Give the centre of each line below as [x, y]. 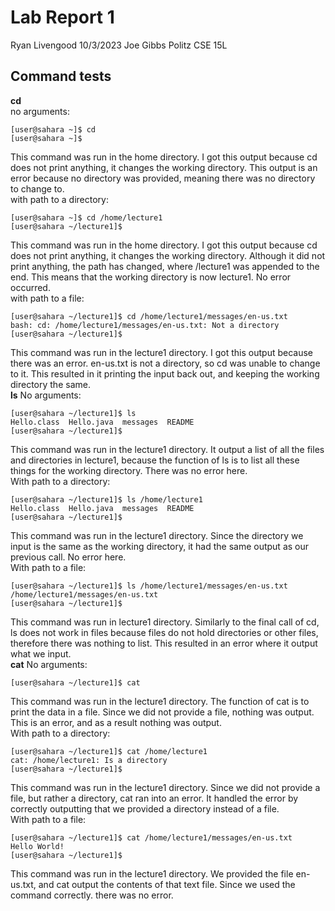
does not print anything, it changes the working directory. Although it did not [168, 255]
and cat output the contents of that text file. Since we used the [167, 884]
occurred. [30, 287]
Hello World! [37, 846]
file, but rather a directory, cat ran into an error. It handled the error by [154, 798]
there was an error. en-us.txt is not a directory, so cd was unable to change [165, 363]
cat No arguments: [49, 664]
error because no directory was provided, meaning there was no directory [163, 178]
